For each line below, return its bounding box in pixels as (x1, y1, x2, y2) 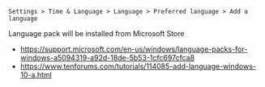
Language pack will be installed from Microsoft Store (8, 29, 185, 38)
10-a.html (19, 70, 53, 80)
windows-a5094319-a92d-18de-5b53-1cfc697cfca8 (19, 53, 195, 62)
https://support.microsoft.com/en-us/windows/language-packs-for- (19, 44, 248, 54)
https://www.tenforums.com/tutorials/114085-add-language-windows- (19, 61, 257, 71)
